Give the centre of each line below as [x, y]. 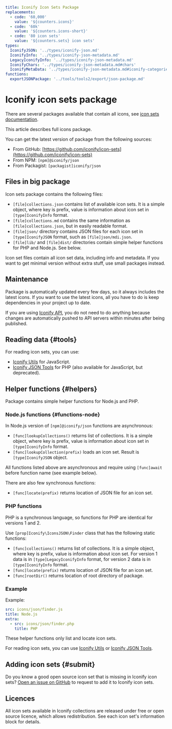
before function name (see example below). [51, 473]
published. [16, 323]
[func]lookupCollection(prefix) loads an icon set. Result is [76, 452]
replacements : [20, 12]
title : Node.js [21, 614]
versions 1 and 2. [23, 523]
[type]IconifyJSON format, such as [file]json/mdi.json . [72, 237]
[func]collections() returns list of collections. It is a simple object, [83, 548]
